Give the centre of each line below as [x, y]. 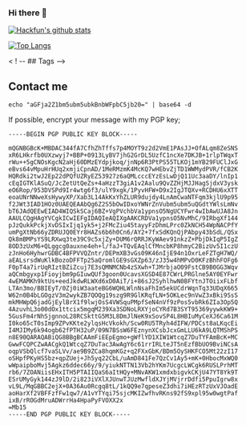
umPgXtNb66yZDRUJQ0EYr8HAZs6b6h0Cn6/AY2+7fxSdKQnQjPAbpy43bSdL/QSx [123, 233]
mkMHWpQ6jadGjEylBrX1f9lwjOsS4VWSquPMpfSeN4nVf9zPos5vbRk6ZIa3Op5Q [123, 303]
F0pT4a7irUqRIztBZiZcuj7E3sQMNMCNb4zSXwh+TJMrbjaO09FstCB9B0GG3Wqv [123, 267]
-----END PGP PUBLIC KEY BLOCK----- [69, 415]
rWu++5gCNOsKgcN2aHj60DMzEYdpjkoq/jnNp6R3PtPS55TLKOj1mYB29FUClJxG [123, 162]
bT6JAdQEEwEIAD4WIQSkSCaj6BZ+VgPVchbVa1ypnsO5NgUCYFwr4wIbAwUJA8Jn [123, 211]
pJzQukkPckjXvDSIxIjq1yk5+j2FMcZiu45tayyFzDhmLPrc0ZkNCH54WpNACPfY [123, 226]
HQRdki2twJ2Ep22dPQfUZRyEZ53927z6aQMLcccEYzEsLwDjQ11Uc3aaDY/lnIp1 [123, 176]
